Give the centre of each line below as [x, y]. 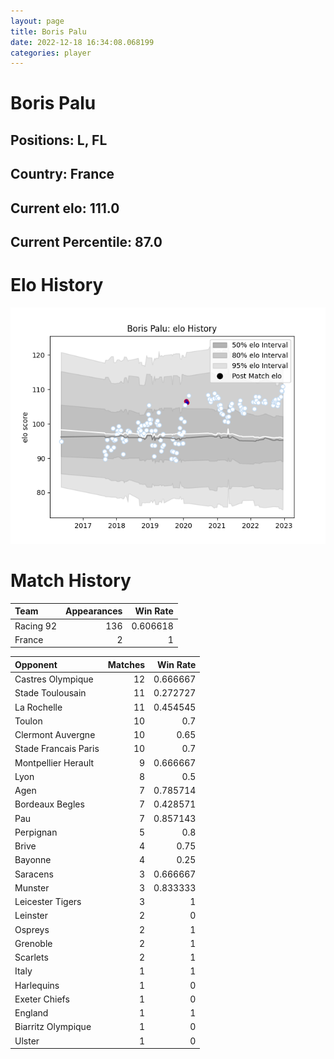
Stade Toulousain [50, 693]
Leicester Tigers [48, 902]
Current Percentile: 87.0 [86, 242]
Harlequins [37, 985]
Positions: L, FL [59, 140]
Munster [32, 887]
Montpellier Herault [54, 762]
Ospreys [32, 929]
